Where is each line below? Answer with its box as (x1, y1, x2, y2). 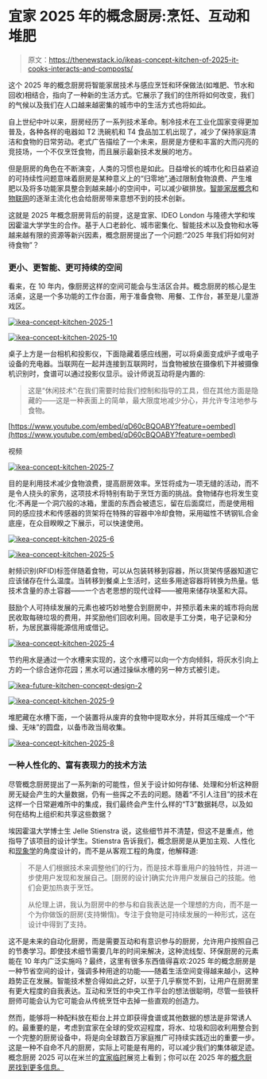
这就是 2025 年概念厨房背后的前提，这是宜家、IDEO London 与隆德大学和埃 (8, 210, 256, 219)
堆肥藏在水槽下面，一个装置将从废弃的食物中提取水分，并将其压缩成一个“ (8, 713, 249, 722)
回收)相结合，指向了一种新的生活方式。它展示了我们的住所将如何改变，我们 (8, 90, 255, 99)
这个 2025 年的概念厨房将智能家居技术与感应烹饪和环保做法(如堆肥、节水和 (8, 80, 255, 90)
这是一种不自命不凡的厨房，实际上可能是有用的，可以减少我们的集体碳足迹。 (8, 1042, 259, 1052)
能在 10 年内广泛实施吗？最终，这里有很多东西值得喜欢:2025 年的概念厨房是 (8, 956, 257, 965)
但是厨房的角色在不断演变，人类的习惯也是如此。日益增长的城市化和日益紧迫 (8, 164, 259, 173)
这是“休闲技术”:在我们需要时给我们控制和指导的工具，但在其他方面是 (27, 386, 252, 396)
